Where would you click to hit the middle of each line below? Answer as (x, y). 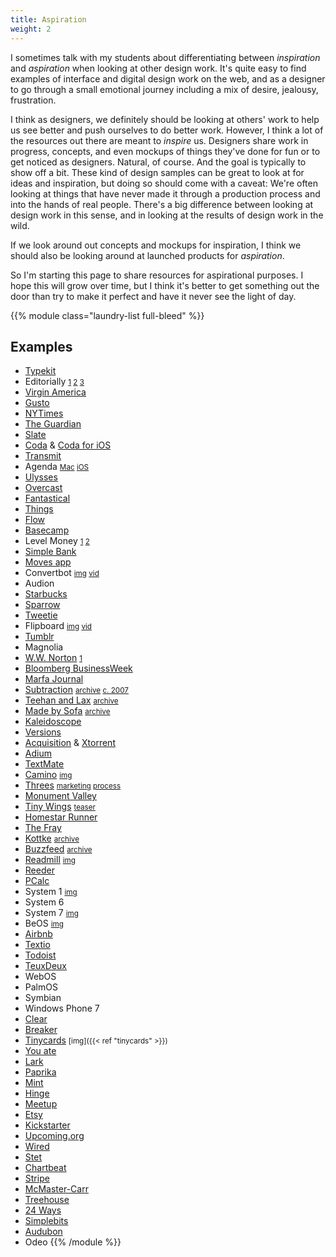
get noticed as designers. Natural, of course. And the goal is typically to (158, 162)
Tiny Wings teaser (60, 807)
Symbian (43, 998)
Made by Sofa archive (67, 711)
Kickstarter (47, 1125)
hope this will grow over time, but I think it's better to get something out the (165, 285)
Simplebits (46, 1221)
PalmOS (41, 987)
